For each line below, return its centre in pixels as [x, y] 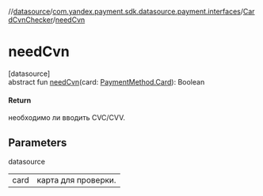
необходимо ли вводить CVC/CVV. [67, 118]
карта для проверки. [76, 179]
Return [20, 100]
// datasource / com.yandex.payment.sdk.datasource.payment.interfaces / [126, 11]
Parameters [38, 143]
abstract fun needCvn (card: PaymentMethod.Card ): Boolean [107, 81]
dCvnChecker [30, 20]
